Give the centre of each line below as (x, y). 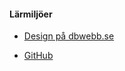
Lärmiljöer (31, 14)
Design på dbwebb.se (69, 36)
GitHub (38, 56)
